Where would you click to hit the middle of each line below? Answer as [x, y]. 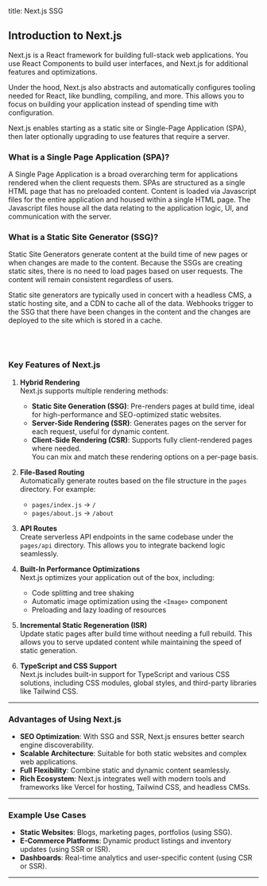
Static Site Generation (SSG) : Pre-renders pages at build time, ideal [143, 406]
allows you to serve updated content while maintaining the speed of [131, 642]
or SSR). [33, 866]
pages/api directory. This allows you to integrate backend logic [122, 545]
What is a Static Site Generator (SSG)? [83, 238]
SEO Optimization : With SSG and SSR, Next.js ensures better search [132, 736]
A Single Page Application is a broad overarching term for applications [123, 174]
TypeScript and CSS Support [68, 666]
